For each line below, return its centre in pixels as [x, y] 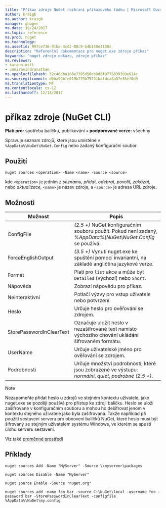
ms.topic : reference [26, 33]
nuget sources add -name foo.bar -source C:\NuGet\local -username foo [80, 492]
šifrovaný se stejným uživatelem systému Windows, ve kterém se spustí [78, 424]
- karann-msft [20, 65]
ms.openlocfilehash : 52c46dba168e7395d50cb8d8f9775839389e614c [72, 74]
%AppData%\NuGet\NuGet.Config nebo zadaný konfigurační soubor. [72, 146]
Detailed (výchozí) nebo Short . [110, 278]
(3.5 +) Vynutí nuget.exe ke [106, 252]
